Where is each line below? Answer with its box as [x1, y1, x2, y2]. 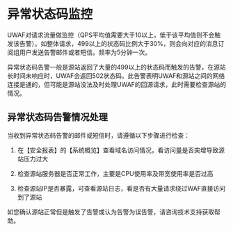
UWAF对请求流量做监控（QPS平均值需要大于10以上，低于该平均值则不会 [7, 31, 215, 39]
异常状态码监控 [7, 6, 93, 22]
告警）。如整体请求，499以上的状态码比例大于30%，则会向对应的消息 [19, 39, 218, 47]
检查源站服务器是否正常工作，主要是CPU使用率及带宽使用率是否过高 [17, 169, 214, 177]
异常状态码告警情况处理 [7, 111, 108, 123]
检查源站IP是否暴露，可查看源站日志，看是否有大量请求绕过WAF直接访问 [17, 184, 226, 192]
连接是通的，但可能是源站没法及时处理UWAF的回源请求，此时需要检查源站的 [7, 80, 227, 88]
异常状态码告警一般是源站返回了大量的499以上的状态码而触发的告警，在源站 [7, 63, 226, 71]
